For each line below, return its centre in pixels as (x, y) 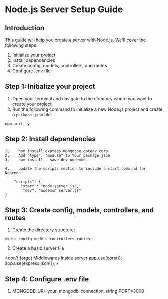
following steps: (21, 45)
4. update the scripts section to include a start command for (76, 168)
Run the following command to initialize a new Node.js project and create (87, 109)
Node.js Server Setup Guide (64, 9)
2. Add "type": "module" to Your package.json (58, 155)
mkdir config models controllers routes (48, 239)
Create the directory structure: (44, 230)
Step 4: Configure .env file (47, 279)
